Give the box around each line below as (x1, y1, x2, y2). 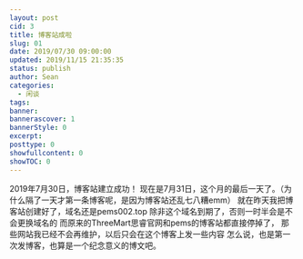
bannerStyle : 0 (9, 124, 67, 133)
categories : (9, 81, 55, 90)
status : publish (9, 65, 71, 74)
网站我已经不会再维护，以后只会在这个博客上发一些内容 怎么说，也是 (16, 228, 275, 239)
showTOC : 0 (9, 156, 51, 166)
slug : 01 (9, 38, 43, 48)
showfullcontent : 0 (9, 148, 84, 157)
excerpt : (9, 132, 43, 141)
